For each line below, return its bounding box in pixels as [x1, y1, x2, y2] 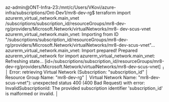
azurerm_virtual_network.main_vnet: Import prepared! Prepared [5, 48, 138, 53]
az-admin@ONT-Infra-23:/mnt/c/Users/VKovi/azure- [5, 5, 116, 10]
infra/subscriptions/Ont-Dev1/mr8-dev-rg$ [5, 10, 95, 16]
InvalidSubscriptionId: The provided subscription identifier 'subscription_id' [5, 85, 163, 91]
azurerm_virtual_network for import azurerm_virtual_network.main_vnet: [5, 53, 155, 59]
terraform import [96, 10, 131, 16]
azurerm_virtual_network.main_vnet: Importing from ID [5, 31, 119, 37]
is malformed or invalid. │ [5, 91, 59, 96]
